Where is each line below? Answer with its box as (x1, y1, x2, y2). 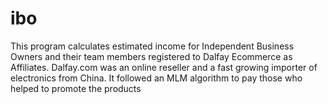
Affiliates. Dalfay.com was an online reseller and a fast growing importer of (10, 61, 318, 73)
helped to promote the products (10, 82, 142, 94)
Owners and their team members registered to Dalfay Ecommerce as (10, 50, 293, 62)
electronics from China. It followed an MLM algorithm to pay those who (10, 72, 303, 84)
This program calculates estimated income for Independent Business (10, 40, 295, 52)
